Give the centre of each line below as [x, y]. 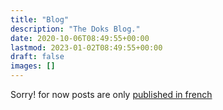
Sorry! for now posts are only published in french [111, 94]
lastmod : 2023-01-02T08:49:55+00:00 [86, 47]
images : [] [33, 66]
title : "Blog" [40, 19]
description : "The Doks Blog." [75, 29]
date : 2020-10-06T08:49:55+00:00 [80, 38]
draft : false [37, 57]
